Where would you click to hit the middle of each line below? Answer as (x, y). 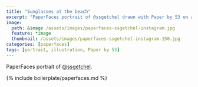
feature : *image (31, 34)
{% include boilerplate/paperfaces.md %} (57, 78)
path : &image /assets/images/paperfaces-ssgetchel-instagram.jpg (93, 28)
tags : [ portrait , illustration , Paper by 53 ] (63, 50)
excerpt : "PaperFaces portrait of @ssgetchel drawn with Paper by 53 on (97, 17)
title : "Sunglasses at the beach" (49, 11)
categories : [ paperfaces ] (38, 45)
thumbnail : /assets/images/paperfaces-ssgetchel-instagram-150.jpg (96, 39)
